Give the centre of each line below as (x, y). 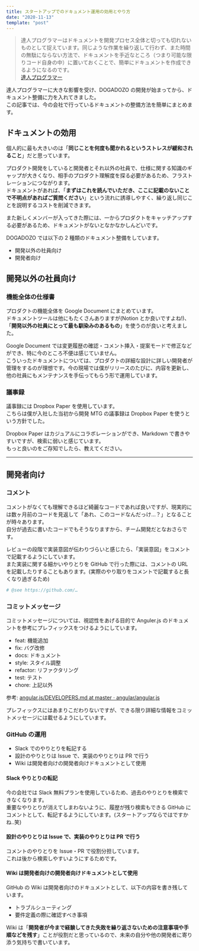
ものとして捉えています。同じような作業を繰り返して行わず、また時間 (105, 47)
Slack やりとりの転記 (32, 778)
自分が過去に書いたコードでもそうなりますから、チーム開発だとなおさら (94, 529)
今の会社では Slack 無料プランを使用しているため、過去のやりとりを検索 (95, 792)
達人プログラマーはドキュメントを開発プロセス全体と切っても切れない (106, 40)
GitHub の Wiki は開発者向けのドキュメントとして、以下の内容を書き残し (94, 887)
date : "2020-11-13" (30, 17)
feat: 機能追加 (31, 641)
